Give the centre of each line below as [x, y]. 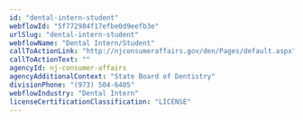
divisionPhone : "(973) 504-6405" [72, 85]
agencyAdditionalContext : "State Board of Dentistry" [113, 77]
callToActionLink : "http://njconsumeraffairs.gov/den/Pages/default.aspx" [153, 51]
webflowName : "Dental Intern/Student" [82, 43]
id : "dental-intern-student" [64, 18]
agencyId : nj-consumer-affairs [68, 69]
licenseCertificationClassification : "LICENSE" [101, 102]
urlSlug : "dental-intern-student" [74, 34]
